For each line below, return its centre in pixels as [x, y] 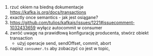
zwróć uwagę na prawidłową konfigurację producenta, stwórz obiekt [79, 33]
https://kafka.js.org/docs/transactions [48, 12]
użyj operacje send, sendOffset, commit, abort [64, 43]
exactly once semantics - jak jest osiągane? [54, 17]
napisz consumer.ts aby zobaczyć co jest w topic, [60, 48]
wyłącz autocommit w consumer [69, 28]
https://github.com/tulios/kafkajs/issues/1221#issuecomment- [72, 22]
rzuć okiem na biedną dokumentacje [47, 7]
